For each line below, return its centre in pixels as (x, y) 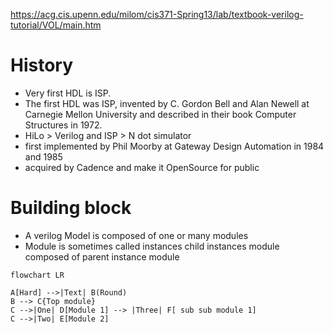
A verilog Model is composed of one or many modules (136, 235)
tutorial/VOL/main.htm (56, 25)
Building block (71, 208)
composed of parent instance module (102, 256)
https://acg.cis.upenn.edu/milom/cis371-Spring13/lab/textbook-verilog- (157, 14)
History (42, 65)
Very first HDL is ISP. (68, 93)
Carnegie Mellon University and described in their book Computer (160, 114)
